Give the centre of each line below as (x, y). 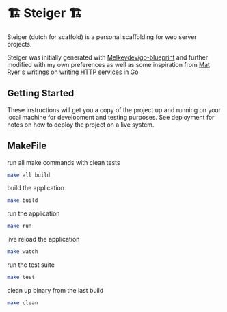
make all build (29, 175)
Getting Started (41, 93)
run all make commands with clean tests (64, 162)
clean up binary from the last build (55, 290)
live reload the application (43, 239)
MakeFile (27, 146)
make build (23, 200)
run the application (34, 213)
